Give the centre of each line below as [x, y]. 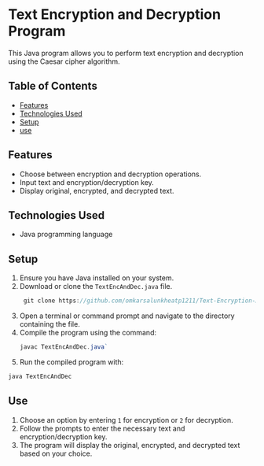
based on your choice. [56, 453]
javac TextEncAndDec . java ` [64, 347]
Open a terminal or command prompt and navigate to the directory [127, 316]
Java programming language [66, 235]
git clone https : [51, 301]
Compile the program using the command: [88, 333]
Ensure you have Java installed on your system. [97, 278]
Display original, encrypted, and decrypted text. [97, 190]
